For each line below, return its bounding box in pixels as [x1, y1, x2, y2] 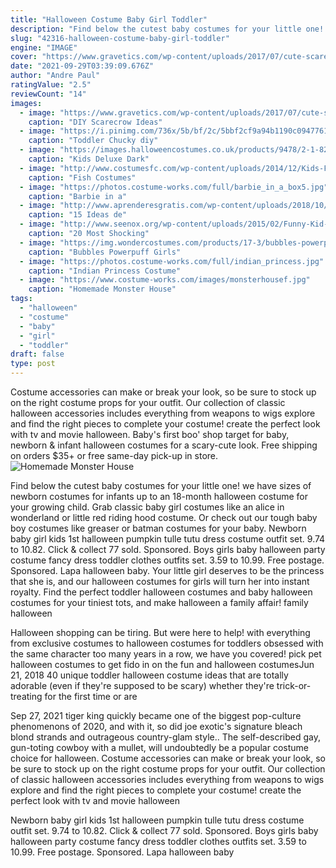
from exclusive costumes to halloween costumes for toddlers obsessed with [10, 637, 324, 649]
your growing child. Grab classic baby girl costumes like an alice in [10, 501, 285, 513]
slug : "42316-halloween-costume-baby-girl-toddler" [10, 33, 230, 43]
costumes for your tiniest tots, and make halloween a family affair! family [10, 597, 309, 608]
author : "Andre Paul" [10, 71, 101, 81]
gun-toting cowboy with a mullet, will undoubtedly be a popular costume [10, 742, 309, 753]
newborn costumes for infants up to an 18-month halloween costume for [10, 491, 308, 502]
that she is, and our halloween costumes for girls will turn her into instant [10, 576, 310, 587]
